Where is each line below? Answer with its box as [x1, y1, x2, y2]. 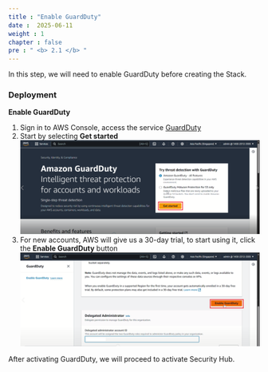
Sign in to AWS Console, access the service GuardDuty [19, 123, 202, 133]
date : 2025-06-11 [8, 21, 73, 30]
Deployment [8, 89, 57, 101]
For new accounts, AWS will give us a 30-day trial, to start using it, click [19, 235, 256, 244]
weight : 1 [8, 30, 45, 38]
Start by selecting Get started [19, 132, 118, 141]
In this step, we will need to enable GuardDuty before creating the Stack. [8, 69, 247, 79]
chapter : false [8, 38, 62, 46]
